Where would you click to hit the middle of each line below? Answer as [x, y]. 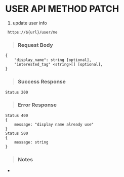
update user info [30, 23]
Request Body [35, 45]
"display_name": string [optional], [53, 60]
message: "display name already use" [54, 124]
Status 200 [17, 92]
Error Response [37, 105]
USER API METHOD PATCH [62, 9]
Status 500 [17, 133]
